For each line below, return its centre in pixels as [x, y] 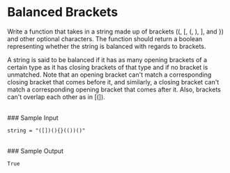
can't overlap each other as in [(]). [56, 97]
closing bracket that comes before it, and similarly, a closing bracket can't [113, 82]
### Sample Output [36, 151]
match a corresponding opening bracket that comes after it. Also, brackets [114, 89]
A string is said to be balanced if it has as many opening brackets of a [107, 59]
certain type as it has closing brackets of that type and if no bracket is [108, 67]
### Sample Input [33, 118]
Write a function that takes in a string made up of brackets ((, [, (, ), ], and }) [116, 31]
